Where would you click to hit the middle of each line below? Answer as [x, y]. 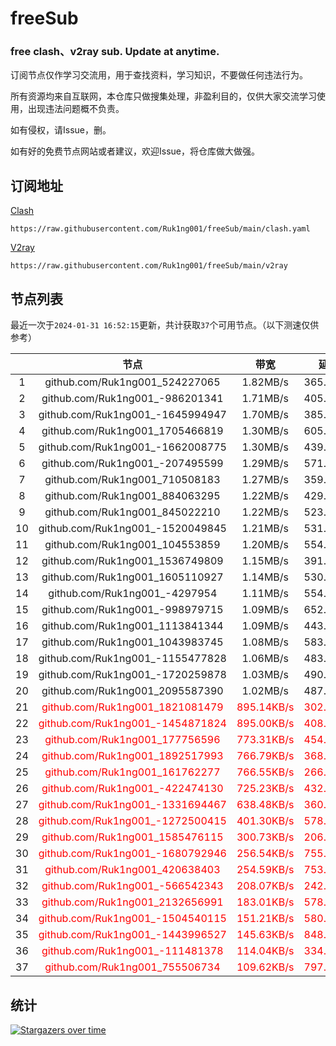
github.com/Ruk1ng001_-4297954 [133, 594]
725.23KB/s [265, 789]
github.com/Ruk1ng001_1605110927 [132, 577]
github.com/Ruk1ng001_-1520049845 [132, 529]
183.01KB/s [265, 902]
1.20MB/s [265, 545]
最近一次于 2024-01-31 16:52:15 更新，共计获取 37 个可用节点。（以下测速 [156, 325]
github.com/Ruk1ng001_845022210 [132, 512]
